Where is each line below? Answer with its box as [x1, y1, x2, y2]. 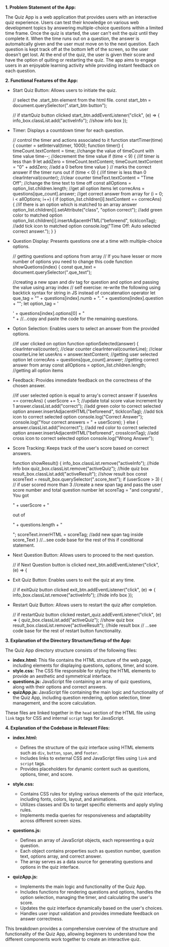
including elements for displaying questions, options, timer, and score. [12, 662, 159, 668]
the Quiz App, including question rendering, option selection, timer [12, 695, 151, 701]
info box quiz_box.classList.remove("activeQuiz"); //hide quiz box [12, 465, 149, 471]
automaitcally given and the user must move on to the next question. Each [5, 41, 159, 47]
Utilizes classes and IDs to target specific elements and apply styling [20, 802, 163, 807]
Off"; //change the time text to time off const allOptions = [12, 180, 132, 186]
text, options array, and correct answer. [20, 853, 102, 859]
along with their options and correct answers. [12, 684, 107, 690]
